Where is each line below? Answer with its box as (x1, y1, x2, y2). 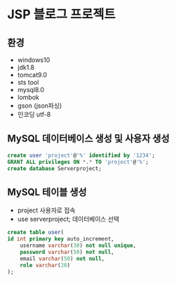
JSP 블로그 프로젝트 (7, 6, 116, 23)
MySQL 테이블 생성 (7, 186, 87, 198)
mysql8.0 (17, 86, 44, 94)
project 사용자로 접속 (17, 206, 76, 214)
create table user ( (7, 229, 65, 236)
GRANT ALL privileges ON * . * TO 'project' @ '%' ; (7, 158, 149, 165)
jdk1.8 (17, 63, 35, 71)
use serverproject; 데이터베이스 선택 (17, 215, 120, 224)
